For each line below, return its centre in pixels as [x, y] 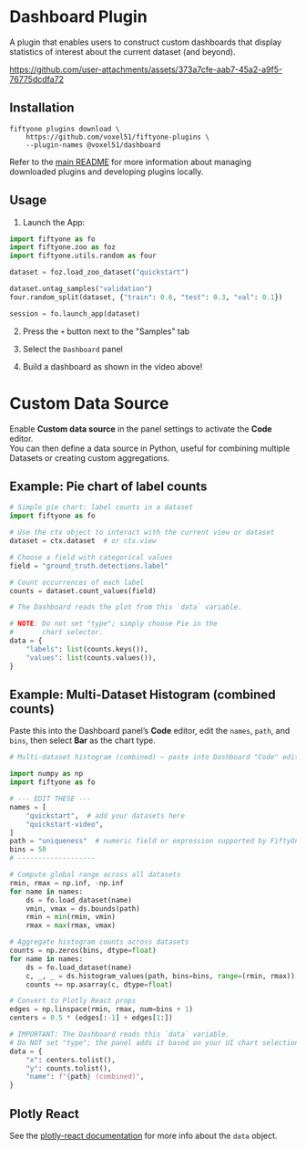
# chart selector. [56, 632]
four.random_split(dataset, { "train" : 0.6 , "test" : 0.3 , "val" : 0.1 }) [146, 297]
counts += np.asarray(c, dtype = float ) [99, 984]
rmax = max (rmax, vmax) [71, 925]
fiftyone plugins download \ [65, 129]
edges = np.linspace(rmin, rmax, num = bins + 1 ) [102, 1009]
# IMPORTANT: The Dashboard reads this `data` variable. [120, 1034]
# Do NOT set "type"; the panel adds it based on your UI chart [134, 1042]
